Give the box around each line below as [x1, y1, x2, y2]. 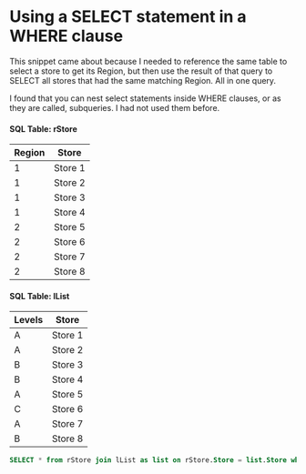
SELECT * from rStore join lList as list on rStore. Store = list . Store [9, 456, 287, 465]
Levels [14, 314, 44, 327]
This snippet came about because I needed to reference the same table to [9, 55, 288, 66]
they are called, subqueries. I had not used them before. [9, 102, 220, 113]
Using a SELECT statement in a [9, 6, 248, 27]
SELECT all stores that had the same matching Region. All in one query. [9, 75, 276, 86]
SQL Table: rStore [9, 123, 77, 134]
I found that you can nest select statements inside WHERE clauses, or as [9, 93, 281, 104]
